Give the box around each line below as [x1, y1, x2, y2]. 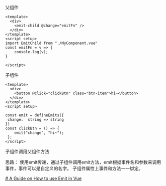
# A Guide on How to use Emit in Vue [5, 175, 82, 181]
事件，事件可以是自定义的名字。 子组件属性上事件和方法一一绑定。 [5, 165, 143, 171]
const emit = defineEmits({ [5, 113, 64, 118]
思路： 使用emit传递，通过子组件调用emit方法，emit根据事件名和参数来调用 [5, 159, 161, 165]
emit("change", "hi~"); [14, 130, 64, 135]
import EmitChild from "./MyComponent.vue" [5, 41, 98, 46]
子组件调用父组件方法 [5, 148, 49, 154]
